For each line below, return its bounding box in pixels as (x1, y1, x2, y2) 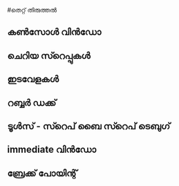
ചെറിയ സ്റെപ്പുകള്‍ (7, 50, 91, 62)
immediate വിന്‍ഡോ (7, 144, 97, 156)
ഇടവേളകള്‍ (7, 73, 59, 85)
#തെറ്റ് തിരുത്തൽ (7, 6, 57, 14)
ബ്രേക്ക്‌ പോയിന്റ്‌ (7, 167, 77, 179)
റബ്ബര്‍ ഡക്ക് (7, 97, 57, 109)
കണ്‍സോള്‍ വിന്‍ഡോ (7, 26, 102, 38)
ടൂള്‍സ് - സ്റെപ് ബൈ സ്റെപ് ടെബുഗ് (7, 120, 171, 132)
